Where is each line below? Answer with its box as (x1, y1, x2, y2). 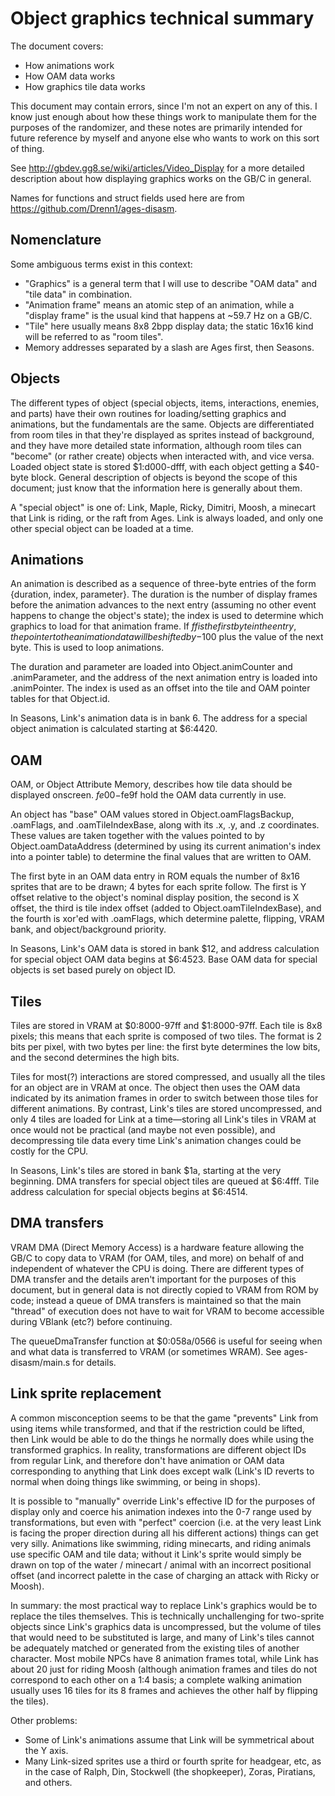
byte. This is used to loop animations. (10, 642, 165, 654)
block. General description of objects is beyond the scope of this (30, 471, 298, 483)
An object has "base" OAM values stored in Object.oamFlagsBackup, (10, 808, 295, 821)
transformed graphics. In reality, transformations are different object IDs (10, 1443, 307, 1456)
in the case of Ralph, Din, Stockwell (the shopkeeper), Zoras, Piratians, (24, 1765, 316, 1777)
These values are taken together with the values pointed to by (10, 830, 265, 842)
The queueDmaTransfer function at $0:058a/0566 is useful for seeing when (10, 1335, 323, 1347)
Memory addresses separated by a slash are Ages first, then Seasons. (24, 341, 315, 353)
